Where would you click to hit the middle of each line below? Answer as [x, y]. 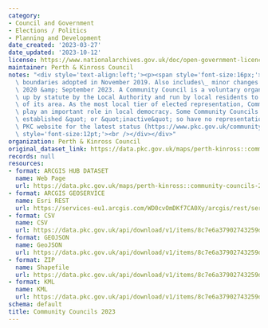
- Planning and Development [55, 38]
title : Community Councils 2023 [62, 311]
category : [25, 16]
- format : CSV [32, 216]
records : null [32, 156]
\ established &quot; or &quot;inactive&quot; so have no [114, 119]
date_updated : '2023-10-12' [55, 53]
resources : [26, 164]
